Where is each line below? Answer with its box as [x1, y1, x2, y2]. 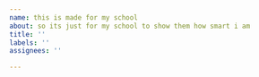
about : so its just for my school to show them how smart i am [9, 21, 251, 30]
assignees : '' [9, 47, 63, 56]
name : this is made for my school [9, 13, 139, 22]
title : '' [9, 30, 47, 38]
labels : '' [9, 38, 50, 47]
